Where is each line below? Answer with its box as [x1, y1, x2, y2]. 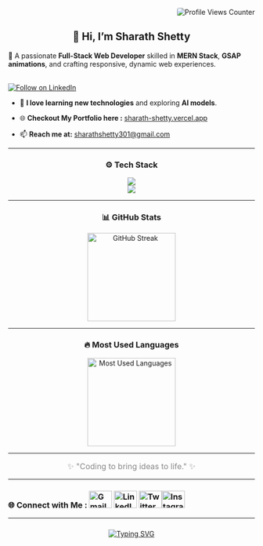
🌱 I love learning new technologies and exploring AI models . [19, 98, 218, 107]
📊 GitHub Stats [101, 212, 162, 223]
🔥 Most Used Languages [84, 340, 179, 351]
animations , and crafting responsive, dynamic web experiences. [8, 59, 217, 68]
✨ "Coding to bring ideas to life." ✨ [67, 460, 196, 471]
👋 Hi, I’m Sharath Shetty [72, 30, 191, 43]
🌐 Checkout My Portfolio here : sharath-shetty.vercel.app [19, 113, 208, 122]
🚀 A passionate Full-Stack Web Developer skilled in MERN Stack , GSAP [8, 51, 241, 60]
